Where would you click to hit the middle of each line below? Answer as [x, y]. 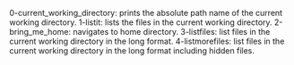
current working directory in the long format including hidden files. [132, 51]
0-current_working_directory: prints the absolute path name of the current [146, 13]
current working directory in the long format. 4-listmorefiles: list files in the [147, 41]
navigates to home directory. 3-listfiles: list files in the [172, 32]
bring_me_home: [40, 32]
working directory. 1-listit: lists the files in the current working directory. [141, 22]
